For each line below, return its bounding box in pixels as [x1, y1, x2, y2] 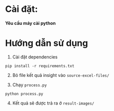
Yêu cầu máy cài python [5, 20, 56, 26]
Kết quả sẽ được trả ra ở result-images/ [12, 100, 95, 106]
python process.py [5, 91, 43, 96]
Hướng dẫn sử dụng [5, 37, 88, 49]
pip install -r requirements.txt [5, 63, 75, 68]
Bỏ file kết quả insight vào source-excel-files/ [12, 72, 110, 78]
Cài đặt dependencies [12, 54, 58, 60]
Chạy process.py [12, 82, 47, 88]
